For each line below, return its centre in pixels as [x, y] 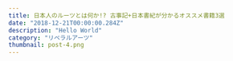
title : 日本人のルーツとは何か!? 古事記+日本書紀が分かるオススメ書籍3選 [117, 15]
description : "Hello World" [55, 30]
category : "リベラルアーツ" [51, 38]
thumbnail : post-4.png [46, 45]
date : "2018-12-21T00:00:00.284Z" [66, 23]
